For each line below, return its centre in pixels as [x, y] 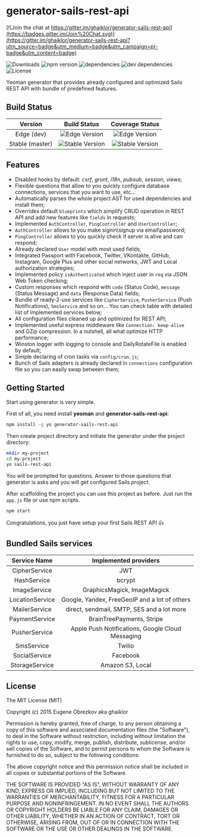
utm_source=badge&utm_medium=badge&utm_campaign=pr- [82, 46]
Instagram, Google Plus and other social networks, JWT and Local [96, 262]
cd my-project [24, 459]
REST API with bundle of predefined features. [62, 88]
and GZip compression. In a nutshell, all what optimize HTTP [89, 331]
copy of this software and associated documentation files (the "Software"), [98, 730]
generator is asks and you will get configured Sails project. [78, 482]
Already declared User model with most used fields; [78, 249]
